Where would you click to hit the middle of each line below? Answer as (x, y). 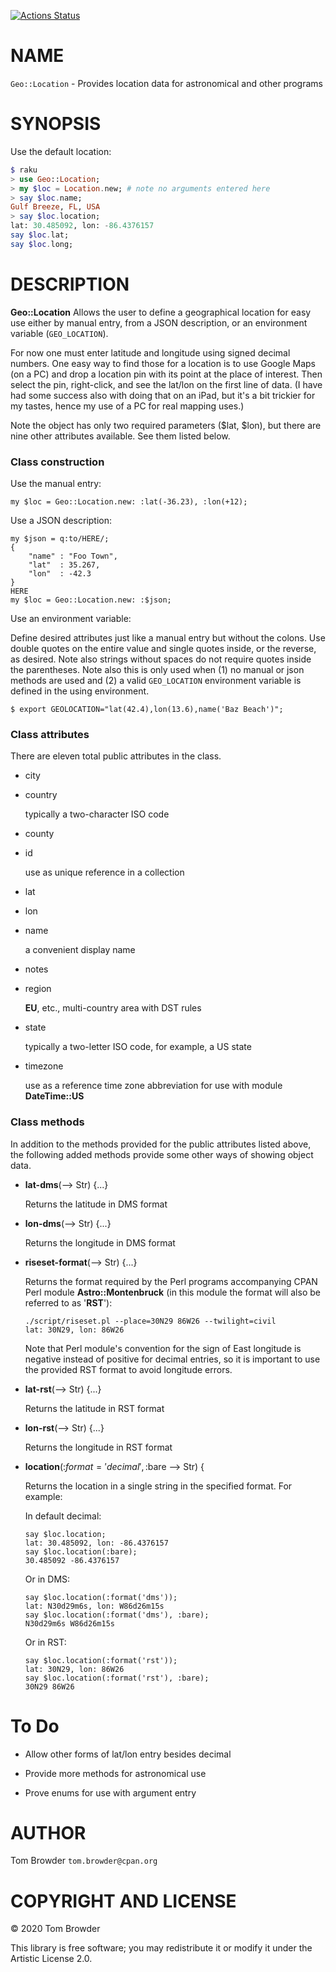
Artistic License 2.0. (51, 1959)
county (39, 834)
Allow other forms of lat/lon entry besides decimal (128, 1754)
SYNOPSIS (56, 124)
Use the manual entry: (56, 483)
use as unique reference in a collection (104, 872)
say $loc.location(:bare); (81, 1551)
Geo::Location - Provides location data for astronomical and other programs (166, 83)
